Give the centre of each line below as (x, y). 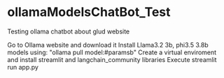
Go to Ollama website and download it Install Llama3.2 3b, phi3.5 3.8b (108, 45)
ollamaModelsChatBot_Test (89, 12)
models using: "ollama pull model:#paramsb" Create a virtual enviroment (112, 52)
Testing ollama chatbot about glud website (69, 31)
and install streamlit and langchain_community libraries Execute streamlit (112, 59)
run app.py (23, 67)
